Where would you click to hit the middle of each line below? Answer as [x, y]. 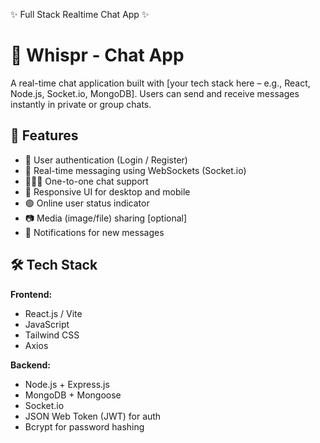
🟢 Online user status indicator [87, 203]
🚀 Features [44, 135]
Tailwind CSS [52, 335]
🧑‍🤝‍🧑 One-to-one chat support [86, 181]
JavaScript [47, 324]
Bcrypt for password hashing [84, 426]
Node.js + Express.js [67, 384]
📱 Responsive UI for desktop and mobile [107, 191]
